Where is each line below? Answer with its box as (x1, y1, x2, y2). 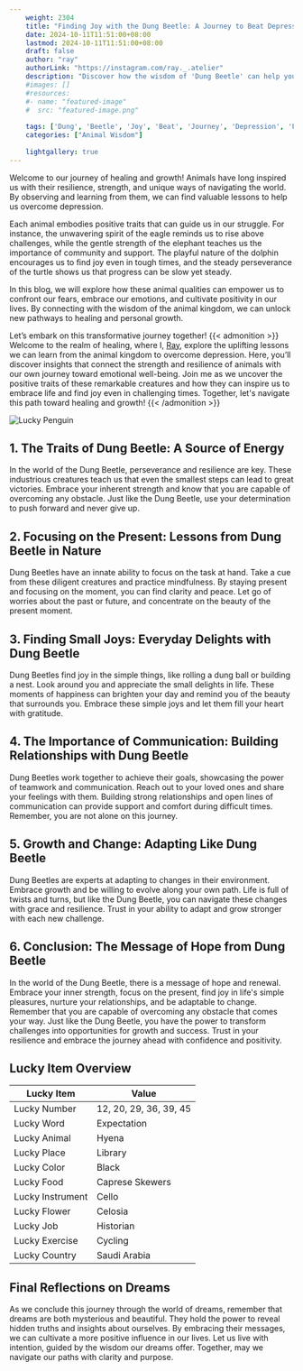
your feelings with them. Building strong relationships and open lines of (9, 791, 273, 802)
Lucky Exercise (14, 1235, 78, 1247)
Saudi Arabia (96, 1249, 151, 1262)
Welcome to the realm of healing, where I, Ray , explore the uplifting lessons (9, 339, 289, 350)
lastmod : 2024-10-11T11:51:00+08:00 (25, 38, 164, 48)
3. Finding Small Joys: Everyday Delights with (9, 631, 271, 647)
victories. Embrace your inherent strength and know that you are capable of (9, 483, 291, 494)
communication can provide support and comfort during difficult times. (9, 800, 273, 812)
